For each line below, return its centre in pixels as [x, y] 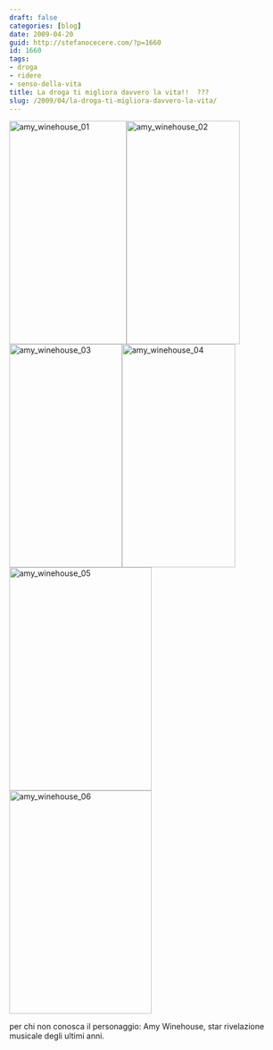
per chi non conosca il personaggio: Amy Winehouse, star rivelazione [137, 1027]
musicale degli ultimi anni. [57, 1036]
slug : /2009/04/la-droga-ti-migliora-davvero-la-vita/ [113, 100]
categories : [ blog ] [45, 26]
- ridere [25, 76]
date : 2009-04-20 [41, 34]
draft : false [33, 17]
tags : [19, 59]
